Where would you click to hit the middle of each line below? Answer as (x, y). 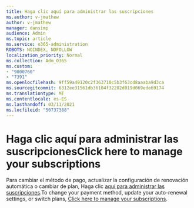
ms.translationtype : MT (35, 93)
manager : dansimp (27, 28)
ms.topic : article (29, 39)
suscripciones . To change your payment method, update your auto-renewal (97, 193)
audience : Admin (26, 33)
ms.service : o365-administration (47, 45)
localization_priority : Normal (44, 55)
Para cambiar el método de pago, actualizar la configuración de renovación (97, 180)
